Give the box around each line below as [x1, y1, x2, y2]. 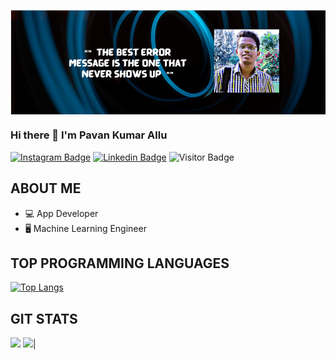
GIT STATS [10, 310, 78, 327]
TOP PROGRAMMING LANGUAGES [10, 255, 230, 272]
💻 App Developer [24, 207, 99, 219]
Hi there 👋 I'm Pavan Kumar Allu [10, 128, 168, 142]
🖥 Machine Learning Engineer [24, 222, 147, 234]
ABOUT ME [10, 180, 82, 197]
